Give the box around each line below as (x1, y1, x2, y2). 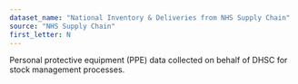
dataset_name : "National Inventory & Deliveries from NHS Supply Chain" (9, 13, 291, 23)
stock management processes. (9, 64, 125, 75)
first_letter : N (9, 30, 71, 39)
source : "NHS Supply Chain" (9, 22, 116, 31)
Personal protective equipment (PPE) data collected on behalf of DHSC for (9, 55, 288, 66)
